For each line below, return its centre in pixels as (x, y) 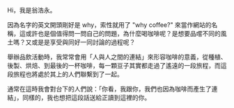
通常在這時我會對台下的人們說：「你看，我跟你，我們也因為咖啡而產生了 (109, 89)
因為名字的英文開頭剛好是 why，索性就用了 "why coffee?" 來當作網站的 (109, 25)
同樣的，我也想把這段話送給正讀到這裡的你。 (86, 98)
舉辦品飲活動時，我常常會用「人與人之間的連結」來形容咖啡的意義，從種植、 (117, 57)
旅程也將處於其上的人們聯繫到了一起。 (68, 74)
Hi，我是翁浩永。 (32, 10)
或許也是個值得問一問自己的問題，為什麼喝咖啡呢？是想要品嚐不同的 (123, 34)
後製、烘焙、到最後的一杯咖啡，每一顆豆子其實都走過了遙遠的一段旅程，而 (114, 65)
